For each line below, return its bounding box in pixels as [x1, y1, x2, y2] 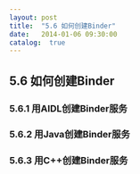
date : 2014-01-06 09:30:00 [9, 29, 118, 38]
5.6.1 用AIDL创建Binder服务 [9, 102, 128, 114]
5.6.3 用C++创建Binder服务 [9, 154, 128, 167]
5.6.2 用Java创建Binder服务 [9, 128, 131, 141]
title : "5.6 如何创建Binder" [9, 21, 116, 30]
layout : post [9, 12, 58, 22]
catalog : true [9, 37, 66, 47]
